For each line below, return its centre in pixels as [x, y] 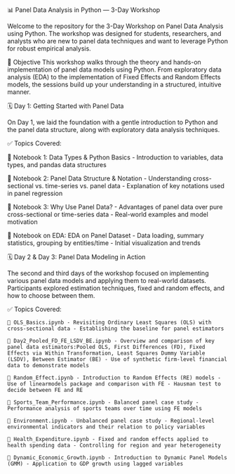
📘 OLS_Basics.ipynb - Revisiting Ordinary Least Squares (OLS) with [109, 322]
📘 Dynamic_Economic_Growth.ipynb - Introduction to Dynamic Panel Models [117, 458]
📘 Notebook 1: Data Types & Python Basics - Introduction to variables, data [115, 157]
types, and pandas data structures [57, 165]
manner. [19, 92]
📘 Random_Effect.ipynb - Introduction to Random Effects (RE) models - [114, 378]
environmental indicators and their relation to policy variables [106, 427]
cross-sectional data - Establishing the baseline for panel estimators [116, 329]
